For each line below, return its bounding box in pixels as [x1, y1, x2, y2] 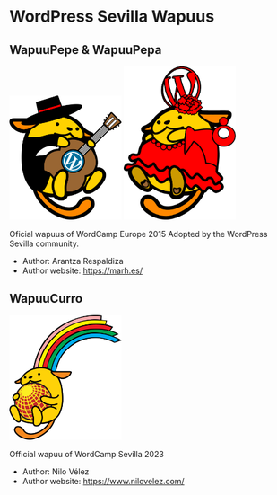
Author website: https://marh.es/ [22, 265, 143, 276]
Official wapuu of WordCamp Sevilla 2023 [9, 448, 164, 459]
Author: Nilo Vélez [22, 465, 90, 477]
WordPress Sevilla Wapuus [9, 6, 215, 27]
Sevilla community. [9, 238, 79, 249]
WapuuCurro [9, 290, 83, 306]
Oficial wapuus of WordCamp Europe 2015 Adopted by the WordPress [9, 228, 268, 239]
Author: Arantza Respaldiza [22, 255, 124, 266]
